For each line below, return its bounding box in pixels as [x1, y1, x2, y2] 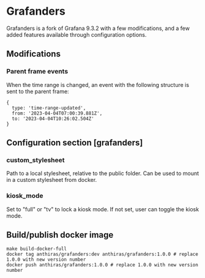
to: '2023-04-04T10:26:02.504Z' [12, 115, 95, 122]
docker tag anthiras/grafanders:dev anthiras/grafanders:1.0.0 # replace [6, 251, 199, 258]
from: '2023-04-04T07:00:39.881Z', [12, 110, 103, 116]
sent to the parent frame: [6, 88, 69, 95]
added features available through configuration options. [6, 31, 147, 38]
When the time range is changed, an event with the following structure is [6, 81, 190, 88]
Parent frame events [6, 67, 69, 76]
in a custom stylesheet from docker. [6, 176, 97, 184]
